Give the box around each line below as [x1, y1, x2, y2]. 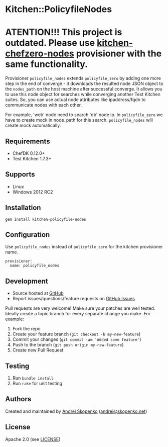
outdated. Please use [5, 37, 95, 49]
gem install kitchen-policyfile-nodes [5, 217, 86, 222]
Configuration [5, 230, 50, 239]
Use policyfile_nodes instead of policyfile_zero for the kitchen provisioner [5, 244, 163, 250]
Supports [5, 170, 35, 179]
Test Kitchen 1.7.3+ [12, 155, 52, 161]
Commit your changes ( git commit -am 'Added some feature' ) [12, 336, 141, 342]
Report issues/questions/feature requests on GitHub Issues [12, 296, 135, 302]
